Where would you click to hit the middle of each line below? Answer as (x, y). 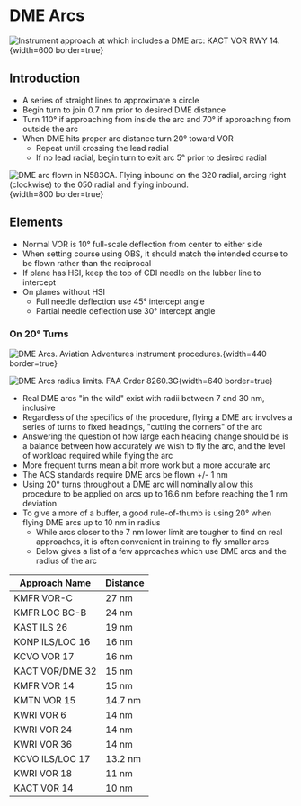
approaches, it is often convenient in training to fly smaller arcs (152, 542)
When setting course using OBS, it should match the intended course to (155, 254)
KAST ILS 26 (41, 627)
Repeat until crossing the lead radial (102, 148)
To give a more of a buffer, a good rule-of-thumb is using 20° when (147, 513)
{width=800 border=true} (57, 193)
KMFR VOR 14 (44, 685)
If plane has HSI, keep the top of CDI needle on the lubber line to (142, 273)
